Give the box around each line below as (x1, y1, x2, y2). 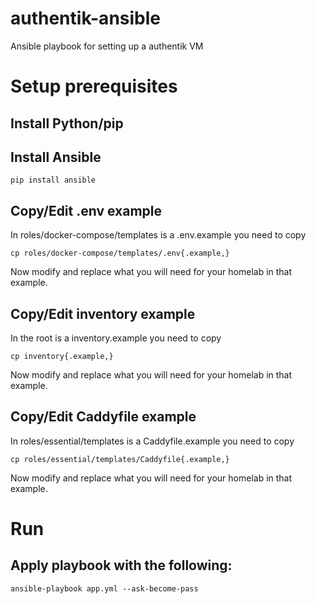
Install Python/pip (10, 115, 124, 132)
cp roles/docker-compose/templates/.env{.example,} (10, 248, 230, 259)
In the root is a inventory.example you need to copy (10, 332, 222, 344)
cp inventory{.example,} (10, 351, 114, 361)
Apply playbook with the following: (10, 557, 233, 574)
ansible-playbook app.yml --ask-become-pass (10, 583, 199, 594)
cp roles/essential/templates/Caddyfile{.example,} (10, 454, 230, 464)
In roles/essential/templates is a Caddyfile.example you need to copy (10, 435, 295, 447)
